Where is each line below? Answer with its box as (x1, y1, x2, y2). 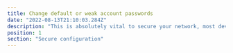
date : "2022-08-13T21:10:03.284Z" (7, 17, 107, 23)
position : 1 (7, 29, 42, 36)
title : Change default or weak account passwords (7, 10, 154, 17)
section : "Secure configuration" (7, 36, 104, 43)
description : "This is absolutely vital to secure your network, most (7, 23, 216, 30)
